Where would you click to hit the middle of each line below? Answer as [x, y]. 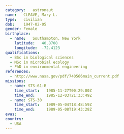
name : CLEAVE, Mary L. [32, 15]
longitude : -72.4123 [37, 48]
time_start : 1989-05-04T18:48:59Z [53, 105]
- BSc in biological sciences [42, 57]
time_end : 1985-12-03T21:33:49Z [53, 95]
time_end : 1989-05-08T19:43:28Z [53, 110]
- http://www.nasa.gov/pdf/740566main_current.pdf [65, 76]
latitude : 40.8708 [36, 43]
